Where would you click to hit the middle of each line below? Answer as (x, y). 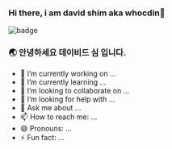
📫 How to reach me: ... (59, 117)
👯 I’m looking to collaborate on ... (75, 90)
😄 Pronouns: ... (46, 128)
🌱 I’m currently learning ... (63, 82)
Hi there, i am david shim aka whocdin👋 (87, 13)
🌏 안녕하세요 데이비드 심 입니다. (67, 53)
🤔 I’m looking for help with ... (67, 99)
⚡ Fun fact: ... (42, 137)
